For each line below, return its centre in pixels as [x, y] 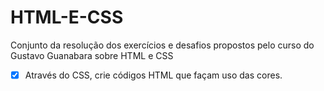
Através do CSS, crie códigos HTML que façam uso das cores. [153, 75]
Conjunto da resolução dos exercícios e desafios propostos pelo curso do [162, 45]
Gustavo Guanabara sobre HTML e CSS [92, 55]
